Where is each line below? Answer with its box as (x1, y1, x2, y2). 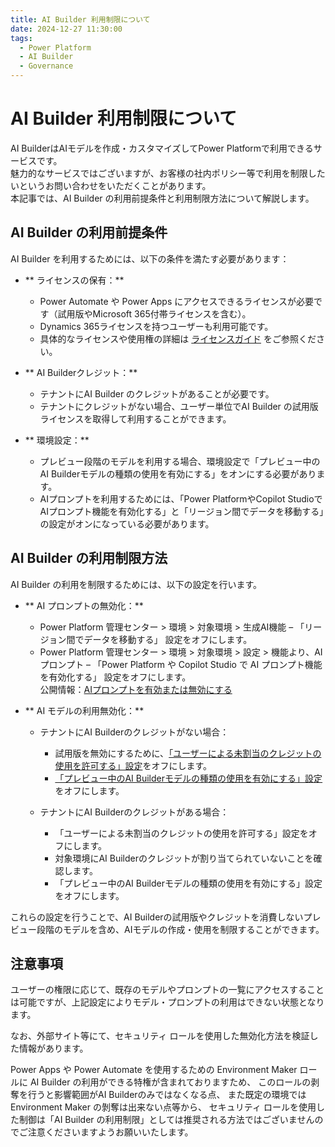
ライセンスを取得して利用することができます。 (39, 412, 232, 425)
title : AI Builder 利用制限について (10, 14, 151, 25)
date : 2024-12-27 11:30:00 (10, 24, 123, 34)
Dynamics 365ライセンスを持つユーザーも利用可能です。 (39, 320, 274, 332)
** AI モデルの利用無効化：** (24, 704, 145, 716)
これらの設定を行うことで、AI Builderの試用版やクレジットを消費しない (10, 911, 304, 923)
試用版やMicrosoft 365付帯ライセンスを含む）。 (57, 307, 252, 320)
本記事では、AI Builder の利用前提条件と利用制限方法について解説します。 (10, 192, 315, 204)
